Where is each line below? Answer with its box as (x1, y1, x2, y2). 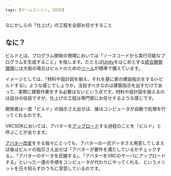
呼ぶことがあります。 (5, 129, 50, 135)
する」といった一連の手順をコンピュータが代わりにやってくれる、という (5, 159, 157, 165)
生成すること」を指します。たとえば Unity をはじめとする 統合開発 (27, 59, 163, 65)
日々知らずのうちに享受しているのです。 (18, 165, 103, 171)
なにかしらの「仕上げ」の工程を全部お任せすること (5, 22, 112, 28)
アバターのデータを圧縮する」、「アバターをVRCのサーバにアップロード (18, 153, 166, 159)
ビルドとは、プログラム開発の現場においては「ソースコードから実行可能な (5, 53, 161, 59)
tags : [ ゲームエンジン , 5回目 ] (5, 7, 65, 13)
